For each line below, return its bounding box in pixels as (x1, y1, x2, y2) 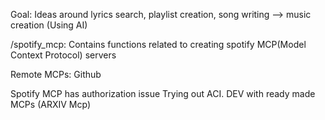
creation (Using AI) (10, 19, 88, 31)
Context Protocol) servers (10, 49, 117, 61)
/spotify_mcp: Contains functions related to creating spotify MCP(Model (10, 39, 307, 50)
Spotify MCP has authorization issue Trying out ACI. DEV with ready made (10, 88, 316, 99)
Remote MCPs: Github (10, 69, 102, 80)
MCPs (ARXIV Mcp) (10, 99, 91, 110)
